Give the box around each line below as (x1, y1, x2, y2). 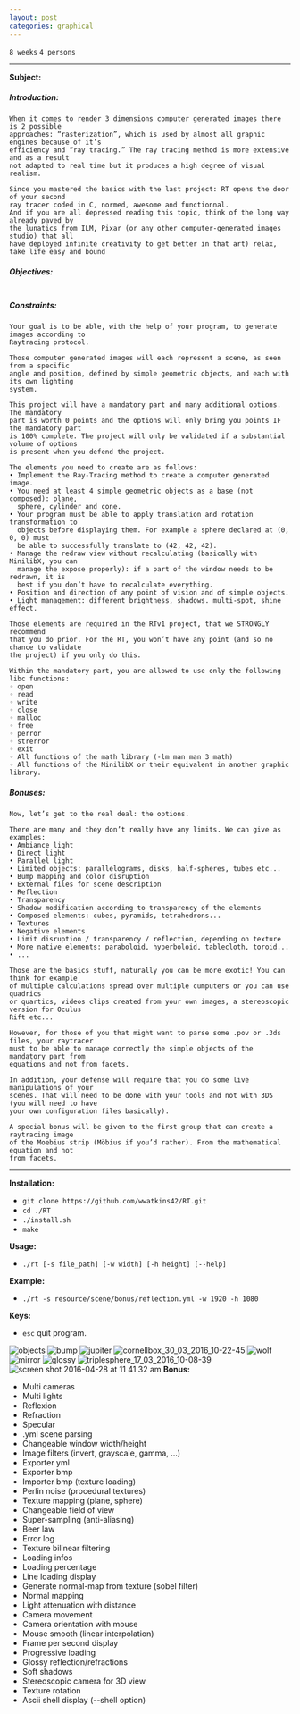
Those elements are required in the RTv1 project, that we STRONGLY (9, 620, 270, 629)
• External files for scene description (9, 880, 162, 890)
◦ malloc (9, 713, 42, 722)
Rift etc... (9, 1013, 54, 1022)
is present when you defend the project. (9, 448, 166, 457)
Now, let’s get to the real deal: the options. (9, 810, 190, 819)
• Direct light (9, 849, 66, 858)
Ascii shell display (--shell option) (21, 1695, 146, 1706)
